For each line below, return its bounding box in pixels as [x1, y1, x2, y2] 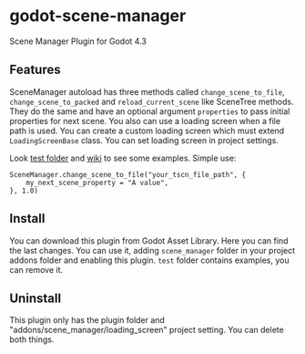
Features [9, 62, 61, 78]
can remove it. [9, 264, 64, 275]
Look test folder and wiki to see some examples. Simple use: [9, 152, 237, 163]
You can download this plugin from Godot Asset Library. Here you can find [9, 234, 289, 246]
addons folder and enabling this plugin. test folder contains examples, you [9, 255, 290, 265]
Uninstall [9, 290, 62, 306]
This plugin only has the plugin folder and [9, 315, 166, 326]
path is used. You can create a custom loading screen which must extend [9, 125, 285, 136]
